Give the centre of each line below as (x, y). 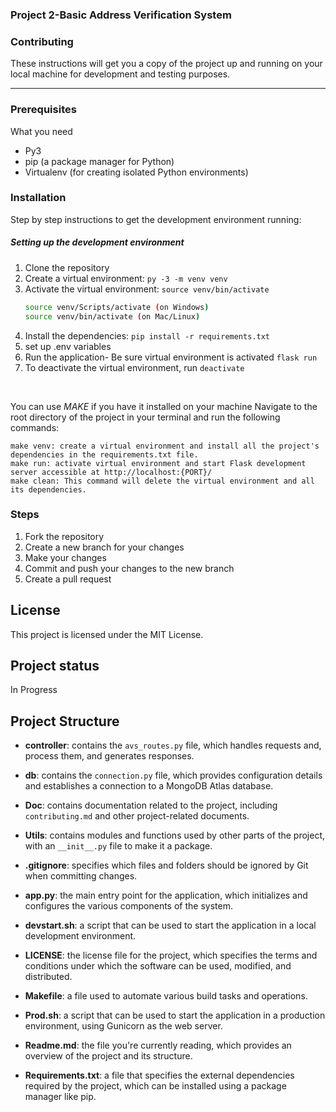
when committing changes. (81, 876)
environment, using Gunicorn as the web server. (123, 1026)
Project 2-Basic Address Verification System (121, 15)
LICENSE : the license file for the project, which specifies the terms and (171, 955)
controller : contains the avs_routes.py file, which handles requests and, (173, 745)
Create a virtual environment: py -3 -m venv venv (126, 278)
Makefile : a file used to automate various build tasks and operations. (166, 996)
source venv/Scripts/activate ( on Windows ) (117, 307)
